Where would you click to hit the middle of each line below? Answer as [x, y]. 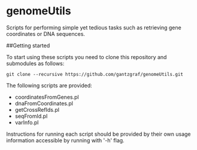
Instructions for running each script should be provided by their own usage [99, 134]
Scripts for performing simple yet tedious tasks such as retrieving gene [94, 27]
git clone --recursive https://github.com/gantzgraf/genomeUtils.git [95, 74]
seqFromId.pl [31, 116]
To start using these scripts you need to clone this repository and [87, 57]
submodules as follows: [35, 63]
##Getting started [28, 45]
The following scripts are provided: [49, 85]
